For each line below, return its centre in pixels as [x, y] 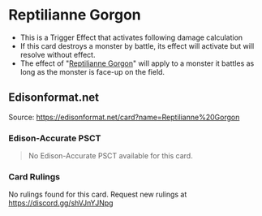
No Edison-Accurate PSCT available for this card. [110, 156]
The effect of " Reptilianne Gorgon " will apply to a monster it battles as [137, 63]
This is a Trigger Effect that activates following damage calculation [131, 37]
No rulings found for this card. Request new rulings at [98, 194]
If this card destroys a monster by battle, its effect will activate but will [137, 45]
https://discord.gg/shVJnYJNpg [61, 203]
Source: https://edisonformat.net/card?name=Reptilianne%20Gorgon [124, 117]
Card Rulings [34, 176]
